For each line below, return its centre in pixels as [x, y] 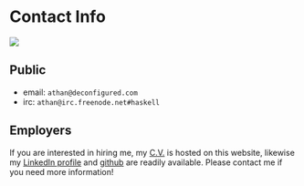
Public [28, 70]
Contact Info [58, 17]
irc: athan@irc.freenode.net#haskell [91, 101]
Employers [41, 131]
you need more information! [62, 171]
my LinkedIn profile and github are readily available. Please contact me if [146, 162]
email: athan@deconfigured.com [80, 92]
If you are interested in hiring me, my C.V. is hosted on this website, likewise [152, 152]
